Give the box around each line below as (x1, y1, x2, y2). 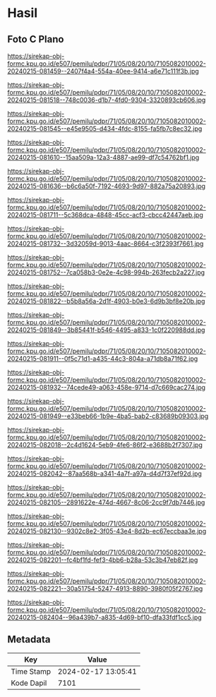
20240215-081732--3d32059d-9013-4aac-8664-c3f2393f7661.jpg (7, 239, 204, 248)
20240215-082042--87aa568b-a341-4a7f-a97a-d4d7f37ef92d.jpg (7, 469, 203, 478)
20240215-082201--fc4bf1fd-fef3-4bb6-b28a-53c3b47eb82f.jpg (7, 555, 198, 564)
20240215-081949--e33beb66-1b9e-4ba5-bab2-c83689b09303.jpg (7, 412, 209, 420)
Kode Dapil (11, 678, 47, 688)
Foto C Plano (7, 33, 64, 45)
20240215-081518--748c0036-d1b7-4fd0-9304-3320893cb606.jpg (7, 96, 206, 104)
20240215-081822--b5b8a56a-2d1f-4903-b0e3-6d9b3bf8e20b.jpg (7, 297, 205, 305)
